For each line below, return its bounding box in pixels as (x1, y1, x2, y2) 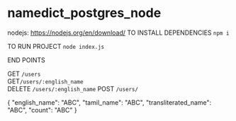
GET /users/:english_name (7, 76, 84, 86)
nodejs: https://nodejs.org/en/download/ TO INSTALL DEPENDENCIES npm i (7, 28, 230, 37)
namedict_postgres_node (7, 5, 162, 21)
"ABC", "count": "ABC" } (7, 105, 78, 114)
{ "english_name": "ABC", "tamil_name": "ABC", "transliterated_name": (7, 98, 212, 107)
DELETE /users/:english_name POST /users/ (7, 84, 139, 93)
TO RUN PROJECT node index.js (7, 42, 105, 50)
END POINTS (7, 55, 45, 64)
